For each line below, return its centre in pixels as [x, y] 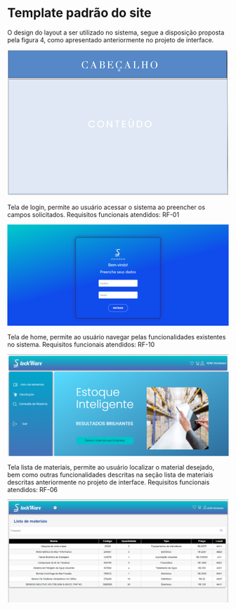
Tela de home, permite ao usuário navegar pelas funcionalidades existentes [117, 337]
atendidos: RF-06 [33, 489]
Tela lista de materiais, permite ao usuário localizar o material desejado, [111, 467]
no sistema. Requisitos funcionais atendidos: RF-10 [81, 345]
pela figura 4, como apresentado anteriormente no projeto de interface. [111, 39]
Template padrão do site [79, 13]
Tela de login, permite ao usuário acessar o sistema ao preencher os [106, 207]
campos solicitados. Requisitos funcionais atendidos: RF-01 [93, 214]
